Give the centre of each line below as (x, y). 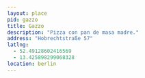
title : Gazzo (26, 26)
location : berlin (32, 64)
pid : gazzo (23, 20)
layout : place (27, 13)
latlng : (18, 45)
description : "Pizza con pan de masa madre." (73, 32)
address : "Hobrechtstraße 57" (50, 39)
